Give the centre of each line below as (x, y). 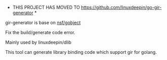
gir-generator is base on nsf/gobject (43, 23)
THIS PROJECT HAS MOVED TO (46, 7)
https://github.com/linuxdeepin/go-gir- (121, 7)
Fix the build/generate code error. (40, 32)
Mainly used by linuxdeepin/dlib (38, 42)
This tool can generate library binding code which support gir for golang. (81, 52)
